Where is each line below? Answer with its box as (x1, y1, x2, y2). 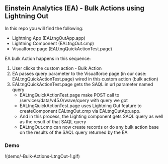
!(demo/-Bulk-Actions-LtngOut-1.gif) (5, 153, 80, 159)
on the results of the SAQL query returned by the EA (19, 129, 128, 135)
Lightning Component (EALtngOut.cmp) (12, 40, 94, 46)
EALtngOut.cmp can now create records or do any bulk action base (19, 124, 159, 130)
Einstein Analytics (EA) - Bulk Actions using (5, 4, 144, 13)
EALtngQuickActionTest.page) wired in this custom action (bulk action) (12, 75, 159, 82)
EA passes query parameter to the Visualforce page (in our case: (12, 70, 147, 76)
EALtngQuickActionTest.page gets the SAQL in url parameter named (12, 81, 153, 87)
